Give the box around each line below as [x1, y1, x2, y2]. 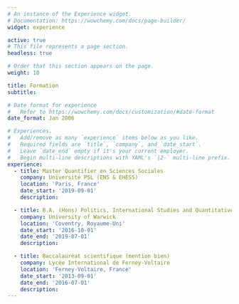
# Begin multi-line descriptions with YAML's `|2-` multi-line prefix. [7, 154, 231, 161]
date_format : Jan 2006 [7, 115, 75, 122]
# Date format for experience [7, 101, 97, 109]
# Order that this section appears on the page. [7, 63, 154, 70]
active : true [7, 36, 46, 43]
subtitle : [7, 88, 37, 96]
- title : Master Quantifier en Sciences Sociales [14, 167, 164, 174]
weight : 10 [7, 69, 40, 76]
